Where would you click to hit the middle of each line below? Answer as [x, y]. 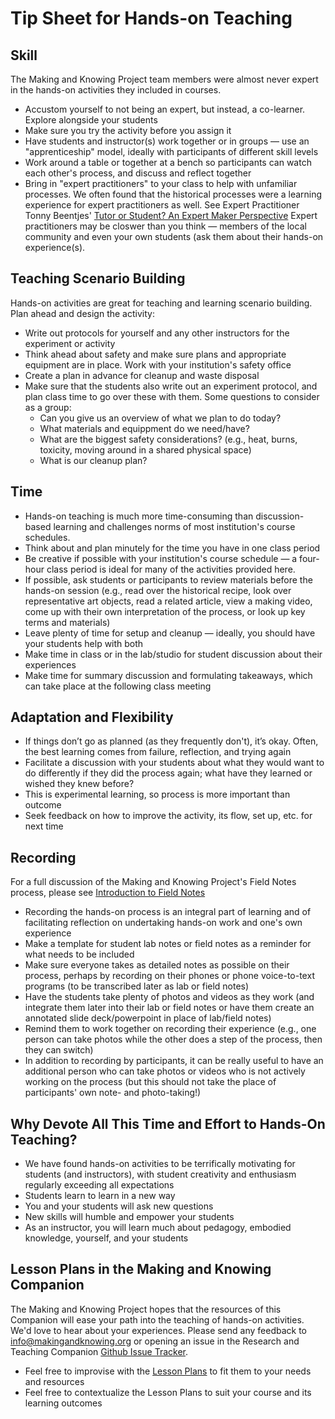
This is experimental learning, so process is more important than [157, 794]
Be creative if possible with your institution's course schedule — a [161, 558]
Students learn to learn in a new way [100, 1196]
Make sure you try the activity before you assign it [128, 130]
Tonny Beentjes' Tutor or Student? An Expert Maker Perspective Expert [171, 215]
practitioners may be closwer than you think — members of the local [165, 226]
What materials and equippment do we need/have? [144, 428]
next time [44, 826]
